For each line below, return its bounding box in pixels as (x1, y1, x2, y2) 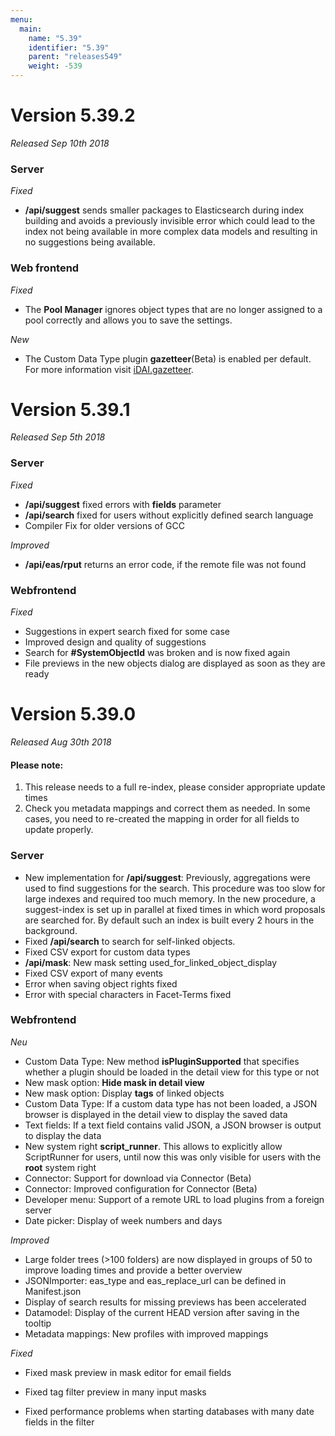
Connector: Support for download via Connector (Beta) (24, 1172, 252, 1184)
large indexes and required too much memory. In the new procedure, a (24, 892, 316, 905)
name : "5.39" (28, 33, 83, 43)
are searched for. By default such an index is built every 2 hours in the (24, 914, 315, 926)
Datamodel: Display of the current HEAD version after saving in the (24, 1306, 300, 1318)
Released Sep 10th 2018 (10, 137, 110, 149)
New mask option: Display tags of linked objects (24, 1087, 225, 1099)
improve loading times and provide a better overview (24, 1264, 243, 1276)
